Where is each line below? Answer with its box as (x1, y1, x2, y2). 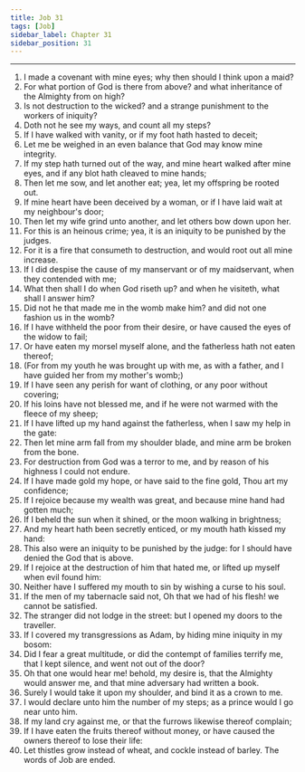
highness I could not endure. (23, 466, 130, 477)
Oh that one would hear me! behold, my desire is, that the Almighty (23, 668, 273, 679)
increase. (23, 254, 59, 265)
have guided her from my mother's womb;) (23, 370, 184, 381)
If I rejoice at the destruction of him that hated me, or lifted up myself (23, 562, 281, 573)
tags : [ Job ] (10, 22, 55, 31)
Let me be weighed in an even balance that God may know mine (23, 139, 263, 150)
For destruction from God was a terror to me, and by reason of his (23, 456, 270, 467)
